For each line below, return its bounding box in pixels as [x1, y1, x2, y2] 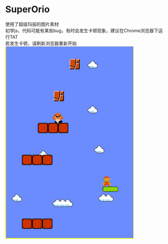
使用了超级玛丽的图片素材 [5, 21, 59, 27]
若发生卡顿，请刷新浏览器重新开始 [5, 40, 77, 46]
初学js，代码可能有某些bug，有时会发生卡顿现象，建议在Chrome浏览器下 [5, 27, 159, 34]
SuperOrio [5, 4, 50, 15]
